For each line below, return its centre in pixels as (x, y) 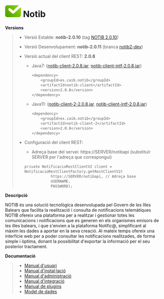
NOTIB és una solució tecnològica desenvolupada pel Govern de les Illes (78, 205)
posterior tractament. (26, 246)
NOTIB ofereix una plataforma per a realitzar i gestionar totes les (70, 215)
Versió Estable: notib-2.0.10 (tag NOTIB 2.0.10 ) (71, 37)
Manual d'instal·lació (45, 271)
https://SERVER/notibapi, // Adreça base (93, 176)
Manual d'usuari (41, 265)
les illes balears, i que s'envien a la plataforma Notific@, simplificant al (76, 225)
